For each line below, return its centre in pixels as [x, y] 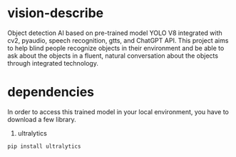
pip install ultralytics [44, 146]
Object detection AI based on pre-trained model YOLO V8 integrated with [115, 33]
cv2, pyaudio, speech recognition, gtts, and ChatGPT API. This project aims [118, 40]
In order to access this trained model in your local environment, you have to [118, 111]
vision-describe [56, 13]
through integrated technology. [53, 63]
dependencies [51, 92]
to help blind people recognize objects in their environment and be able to [116, 48]
